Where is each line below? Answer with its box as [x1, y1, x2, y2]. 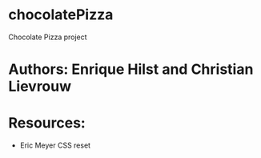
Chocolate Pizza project [8, 32, 87, 42]
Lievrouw [8, 78, 72, 95]
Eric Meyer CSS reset [19, 140, 90, 150]
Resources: [8, 114, 86, 132]
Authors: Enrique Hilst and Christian [8, 60, 254, 79]
